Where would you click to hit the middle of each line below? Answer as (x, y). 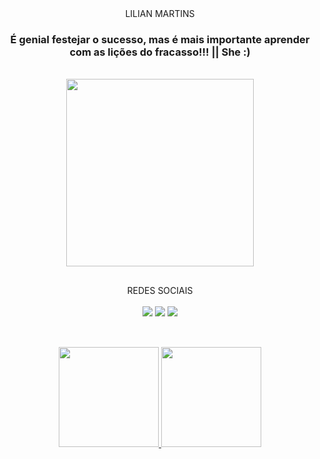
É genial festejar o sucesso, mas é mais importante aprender (160, 39)
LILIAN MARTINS (160, 13)
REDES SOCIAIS (160, 290)
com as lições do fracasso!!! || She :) (160, 52)
